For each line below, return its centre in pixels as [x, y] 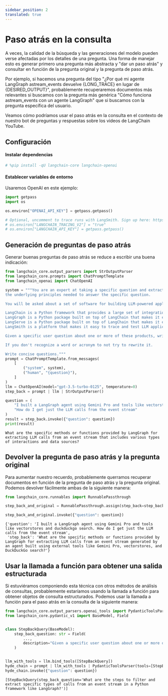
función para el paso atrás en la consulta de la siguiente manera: [72, 602]
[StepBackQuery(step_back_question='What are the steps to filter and [80, 680]
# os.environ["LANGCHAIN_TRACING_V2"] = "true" [56, 225]
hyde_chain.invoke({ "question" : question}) [51, 671]
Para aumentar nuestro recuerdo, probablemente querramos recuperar [78, 477]
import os [15, 202]
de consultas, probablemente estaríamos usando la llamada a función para [82, 591]
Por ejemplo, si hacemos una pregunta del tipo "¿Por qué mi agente [75, 79]
